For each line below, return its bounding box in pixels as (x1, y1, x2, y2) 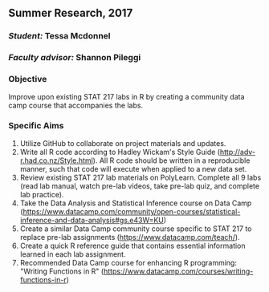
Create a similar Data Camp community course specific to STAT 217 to (19, 224, 252, 233)
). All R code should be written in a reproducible (92, 156, 251, 165)
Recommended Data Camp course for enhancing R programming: (19, 258, 237, 267)
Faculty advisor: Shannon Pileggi (8, 52, 141, 63)
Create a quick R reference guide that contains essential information (19, 241, 247, 250)
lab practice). (19, 189, 64, 199)
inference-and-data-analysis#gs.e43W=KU (19, 215, 165, 225)
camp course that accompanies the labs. (8, 100, 143, 110)
